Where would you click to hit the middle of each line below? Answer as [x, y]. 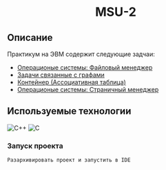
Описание [30, 38]
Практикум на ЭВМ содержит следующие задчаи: [81, 54]
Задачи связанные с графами [61, 75]
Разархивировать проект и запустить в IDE [69, 160]
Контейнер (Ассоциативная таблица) [71, 82]
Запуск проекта [35, 146]
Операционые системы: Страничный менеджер [88, 89]
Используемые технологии [69, 111]
